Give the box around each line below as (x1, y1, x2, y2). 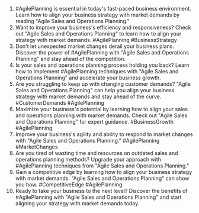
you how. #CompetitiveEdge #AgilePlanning (15, 181, 123, 188)
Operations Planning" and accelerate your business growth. (15, 74, 162, 81)
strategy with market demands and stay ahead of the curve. (15, 93, 162, 100)
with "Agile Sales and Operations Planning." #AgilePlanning (15, 137, 160, 144)
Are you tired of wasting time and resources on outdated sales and (15, 150, 178, 156)
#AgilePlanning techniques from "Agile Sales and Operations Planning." (15, 162, 190, 169)
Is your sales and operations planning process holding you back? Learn (15, 62, 190, 69)
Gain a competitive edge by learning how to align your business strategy (15, 169, 192, 175)
